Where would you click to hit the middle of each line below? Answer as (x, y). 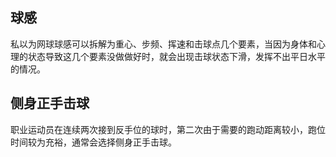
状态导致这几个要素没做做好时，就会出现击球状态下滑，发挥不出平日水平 (176, 56)
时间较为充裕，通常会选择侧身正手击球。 (93, 142)
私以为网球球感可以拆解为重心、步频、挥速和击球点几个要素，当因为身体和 (163, 44)
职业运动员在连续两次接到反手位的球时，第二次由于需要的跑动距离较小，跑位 (168, 129)
